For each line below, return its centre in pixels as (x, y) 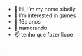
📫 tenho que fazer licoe (43, 34)
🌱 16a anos (27, 22)
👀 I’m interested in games (45, 15)
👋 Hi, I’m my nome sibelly (45, 9)
